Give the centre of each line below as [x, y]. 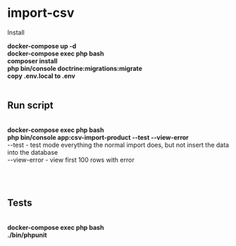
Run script [31, 106]
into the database [33, 152]
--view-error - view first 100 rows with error [71, 160]
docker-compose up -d [42, 46]
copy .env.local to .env [41, 76]
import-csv [41, 13]
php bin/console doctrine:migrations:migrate [75, 68]
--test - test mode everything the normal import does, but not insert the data [118, 145]
